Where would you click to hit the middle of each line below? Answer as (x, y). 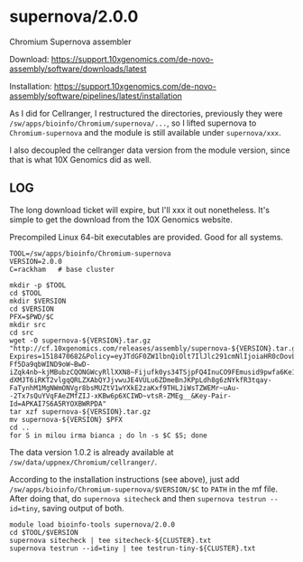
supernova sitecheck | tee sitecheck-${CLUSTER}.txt (110, 540)
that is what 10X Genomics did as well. (80, 159)
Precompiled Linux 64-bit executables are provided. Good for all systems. (147, 237)
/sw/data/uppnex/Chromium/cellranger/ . (83, 462)
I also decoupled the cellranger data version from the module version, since (150, 150)
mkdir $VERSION (38, 301)
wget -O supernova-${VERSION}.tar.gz (80, 341)
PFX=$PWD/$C (32, 317)
